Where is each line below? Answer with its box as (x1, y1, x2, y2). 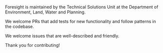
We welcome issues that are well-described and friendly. (5, 33, 120, 39)
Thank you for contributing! (5, 42, 60, 48)
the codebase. (5, 24, 34, 29)
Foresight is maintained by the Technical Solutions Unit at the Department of (5, 4, 159, 10)
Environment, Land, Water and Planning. (5, 9, 86, 15)
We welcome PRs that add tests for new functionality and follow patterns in (5, 19, 156, 24)
